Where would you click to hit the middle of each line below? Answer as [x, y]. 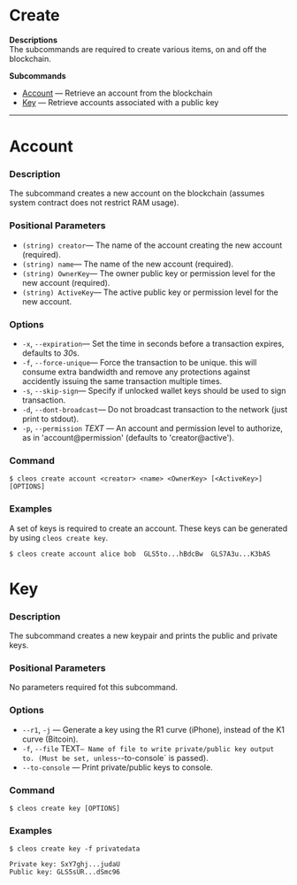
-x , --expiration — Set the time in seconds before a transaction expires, [153, 344]
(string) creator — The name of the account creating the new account [152, 245]
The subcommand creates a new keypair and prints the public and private [144, 636]
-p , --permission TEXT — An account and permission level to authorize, [152, 428]
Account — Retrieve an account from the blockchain [117, 93]
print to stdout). [50, 419]
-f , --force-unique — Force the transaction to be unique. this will [139, 363]
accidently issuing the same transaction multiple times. [122, 381]
